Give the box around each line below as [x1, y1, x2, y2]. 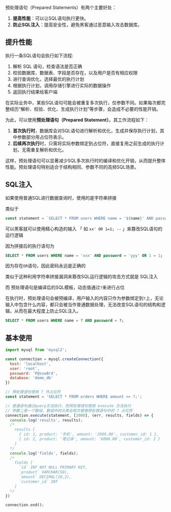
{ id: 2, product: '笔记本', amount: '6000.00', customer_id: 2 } [18, 437, 160, 442]
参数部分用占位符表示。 [17, 134, 67, 140]
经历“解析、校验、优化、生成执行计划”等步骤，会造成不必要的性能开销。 [9, 106, 161, 112]
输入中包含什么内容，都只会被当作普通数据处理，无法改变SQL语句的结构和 [5, 302, 161, 308]
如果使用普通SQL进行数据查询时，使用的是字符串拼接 [5, 195, 117, 201]
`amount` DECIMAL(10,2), [18, 474, 72, 480]
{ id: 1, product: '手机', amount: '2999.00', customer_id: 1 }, [18, 432, 159, 437]
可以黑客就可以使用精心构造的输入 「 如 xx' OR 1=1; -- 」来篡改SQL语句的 [5, 226, 163, 232]
